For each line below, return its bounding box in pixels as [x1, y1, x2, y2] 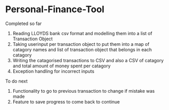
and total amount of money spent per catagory [12, 63, 111, 69]
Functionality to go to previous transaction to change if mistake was [12, 88, 155, 94]
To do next [5, 78, 28, 84]
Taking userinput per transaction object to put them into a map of [12, 41, 150, 47]
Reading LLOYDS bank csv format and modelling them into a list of [12, 30, 153, 36]
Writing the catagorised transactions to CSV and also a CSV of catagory [12, 57, 164, 63]
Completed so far [5, 20, 42, 26]
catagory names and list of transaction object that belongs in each [12, 46, 152, 52]
